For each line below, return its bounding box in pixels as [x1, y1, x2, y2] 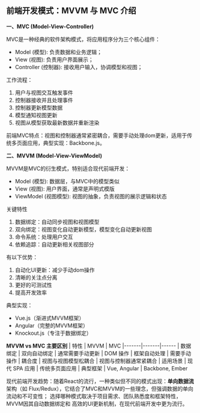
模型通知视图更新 [14, 111, 58, 118]
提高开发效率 [14, 289, 47, 296]
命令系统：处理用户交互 [14, 233, 73, 240]
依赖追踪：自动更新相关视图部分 [14, 240, 94, 248]
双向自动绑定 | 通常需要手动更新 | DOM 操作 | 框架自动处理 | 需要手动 [21, 349, 192, 356]
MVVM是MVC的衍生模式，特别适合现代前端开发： [6, 165, 130, 172]
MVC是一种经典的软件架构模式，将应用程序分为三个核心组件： [6, 35, 161, 43]
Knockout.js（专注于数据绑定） [14, 329, 92, 337]
